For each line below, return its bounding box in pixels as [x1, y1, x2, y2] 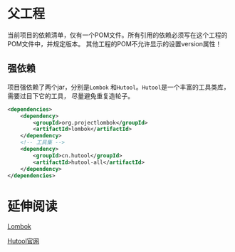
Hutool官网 [7, 237, 40, 246]
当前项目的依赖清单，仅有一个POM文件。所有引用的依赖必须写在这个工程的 [7, 31, 228, 39]
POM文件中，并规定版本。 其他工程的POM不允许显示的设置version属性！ [7, 39, 222, 48]
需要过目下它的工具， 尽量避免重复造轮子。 [7, 91, 134, 100]
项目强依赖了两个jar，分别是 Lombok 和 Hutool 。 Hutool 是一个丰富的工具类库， [7, 83, 230, 91]
